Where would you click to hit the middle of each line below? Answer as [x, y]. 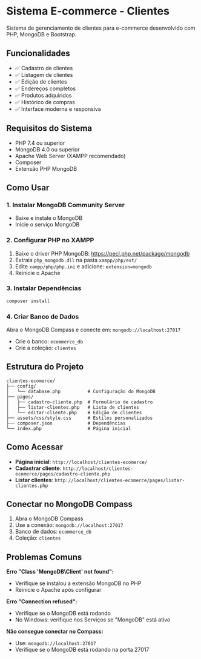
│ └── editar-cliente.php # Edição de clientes [74, 412]
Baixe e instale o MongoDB [49, 218]
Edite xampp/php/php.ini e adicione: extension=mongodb [84, 266]
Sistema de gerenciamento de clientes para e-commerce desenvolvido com [101, 28]
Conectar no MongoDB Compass [70, 504]
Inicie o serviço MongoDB [47, 225]
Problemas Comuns [44, 557]
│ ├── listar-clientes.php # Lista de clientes [73, 407]
